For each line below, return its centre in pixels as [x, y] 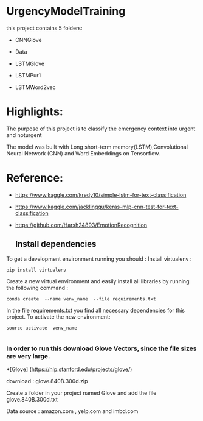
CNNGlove [28, 40]
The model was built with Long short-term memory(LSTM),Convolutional [97, 147]
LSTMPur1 [28, 75]
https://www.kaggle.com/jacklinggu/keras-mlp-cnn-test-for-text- [97, 207]
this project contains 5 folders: [45, 28]
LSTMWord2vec [35, 87]
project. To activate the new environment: [58, 317]
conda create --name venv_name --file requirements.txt [81, 299]
